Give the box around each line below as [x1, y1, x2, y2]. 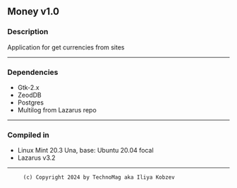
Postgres [17, 98, 44, 107]
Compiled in [7, 130, 49, 140]
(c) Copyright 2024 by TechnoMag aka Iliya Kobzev [23, 174, 175, 181]
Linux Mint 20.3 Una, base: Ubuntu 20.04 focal [17, 146, 154, 155]
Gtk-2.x [17, 83, 40, 91]
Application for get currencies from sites [7, 42, 125, 52]
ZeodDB [17, 90, 42, 99]
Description [7, 27, 49, 37]
